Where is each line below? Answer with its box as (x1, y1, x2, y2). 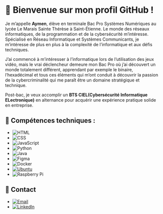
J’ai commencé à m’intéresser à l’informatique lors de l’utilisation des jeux (5, 56, 154, 62)
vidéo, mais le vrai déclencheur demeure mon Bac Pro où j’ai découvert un (5, 61, 156, 67)
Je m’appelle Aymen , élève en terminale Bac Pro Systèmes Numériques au (5, 21, 157, 27)
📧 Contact (5, 186, 36, 194)
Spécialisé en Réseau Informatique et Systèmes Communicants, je (5, 36, 139, 42)
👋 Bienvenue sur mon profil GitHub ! (5, 4, 154, 16)
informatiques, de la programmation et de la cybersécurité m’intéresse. (5, 31, 149, 37)
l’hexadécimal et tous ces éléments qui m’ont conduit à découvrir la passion (5, 72, 159, 78)
